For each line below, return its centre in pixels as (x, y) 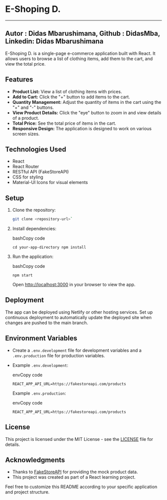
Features (19, 80)
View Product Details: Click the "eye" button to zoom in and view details (87, 112)
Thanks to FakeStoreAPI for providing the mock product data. (75, 472)
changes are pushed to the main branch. (47, 323)
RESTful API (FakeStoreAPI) (41, 172)
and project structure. (27, 492)
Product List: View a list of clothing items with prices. (67, 91)
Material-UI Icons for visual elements (50, 182)
